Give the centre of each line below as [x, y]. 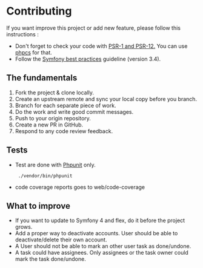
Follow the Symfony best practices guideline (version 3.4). [88, 59]
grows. [24, 227]
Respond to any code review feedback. [64, 131]
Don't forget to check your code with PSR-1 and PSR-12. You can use [101, 46]
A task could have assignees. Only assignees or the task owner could [102, 253]
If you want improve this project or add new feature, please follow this [93, 28]
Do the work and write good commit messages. [74, 112]
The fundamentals [42, 78]
